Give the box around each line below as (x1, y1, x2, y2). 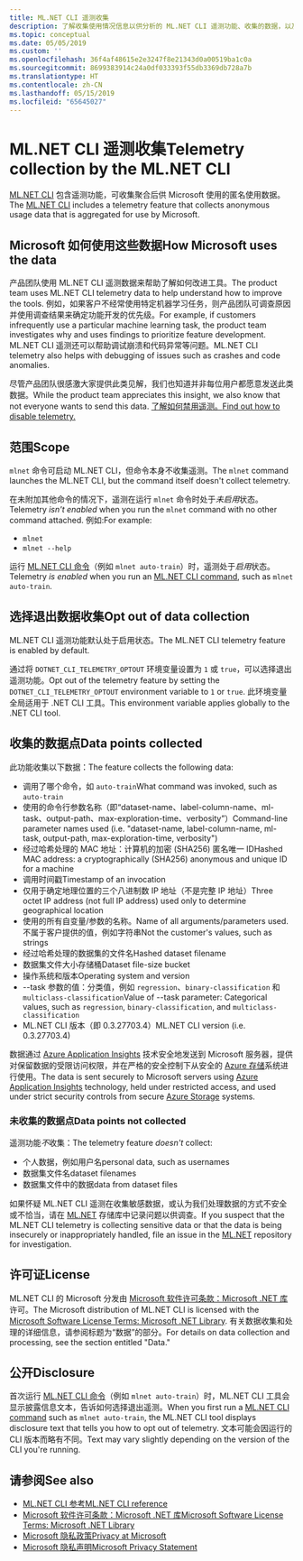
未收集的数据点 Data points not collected (9, 1115, 187, 1128)
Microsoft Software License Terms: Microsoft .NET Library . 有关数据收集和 (9, 1315, 286, 1326)
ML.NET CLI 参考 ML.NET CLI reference (22, 1499, 169, 1510)
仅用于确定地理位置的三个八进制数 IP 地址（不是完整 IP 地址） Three (22, 885, 273, 896)
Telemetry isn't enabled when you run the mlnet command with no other (9, 503, 278, 514)
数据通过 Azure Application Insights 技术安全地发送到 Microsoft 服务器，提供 (9, 1048, 293, 1059)
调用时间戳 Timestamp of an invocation (22, 873, 166, 884)
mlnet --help (22, 543, 72, 553)
